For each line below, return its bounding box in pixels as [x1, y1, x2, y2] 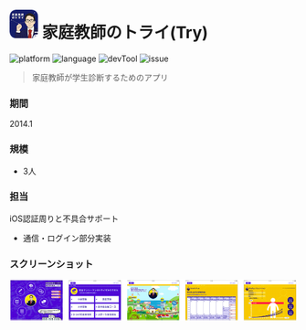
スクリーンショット [9, 257, 94, 270]
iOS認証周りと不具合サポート [9, 213, 120, 224]
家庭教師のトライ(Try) [41, 23, 208, 43]
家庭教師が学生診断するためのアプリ [31, 71, 169, 82]
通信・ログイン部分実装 [22, 232, 111, 243]
